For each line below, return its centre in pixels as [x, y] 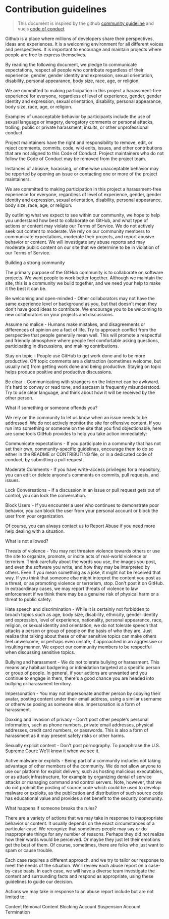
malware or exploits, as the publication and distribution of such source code [84, 793]
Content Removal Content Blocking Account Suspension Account [73, 906]
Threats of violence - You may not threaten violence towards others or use [83, 550]
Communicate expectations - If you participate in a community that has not [83, 443]
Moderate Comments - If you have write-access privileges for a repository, [83, 469]
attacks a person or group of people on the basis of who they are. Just [79, 631]
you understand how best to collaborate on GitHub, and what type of [77, 220]
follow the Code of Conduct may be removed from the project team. [76, 159]
